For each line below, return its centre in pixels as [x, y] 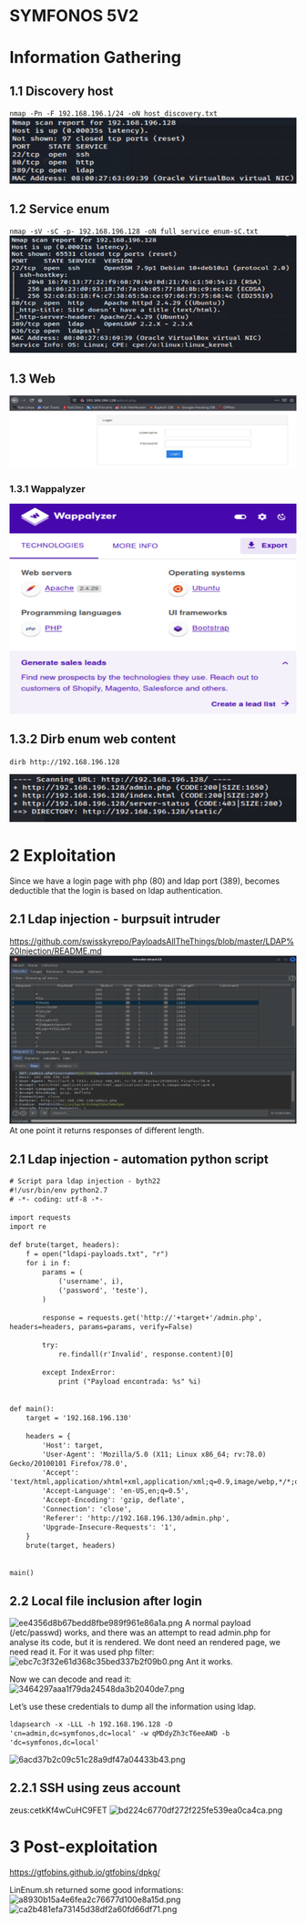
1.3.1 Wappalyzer [47, 488]
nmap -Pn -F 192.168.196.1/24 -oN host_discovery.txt [114, 114]
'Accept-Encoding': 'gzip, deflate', [113, 1500]
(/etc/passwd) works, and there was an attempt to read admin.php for [140, 1632]
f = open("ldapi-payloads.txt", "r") [97, 1254]
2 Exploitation [63, 856]
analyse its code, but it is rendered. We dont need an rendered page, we [145, 1643]
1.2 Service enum [60, 209]
